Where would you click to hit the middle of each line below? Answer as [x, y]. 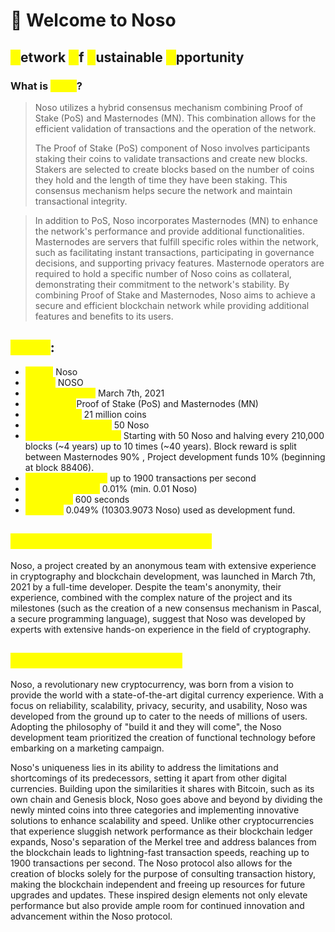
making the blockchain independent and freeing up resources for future [158, 885]
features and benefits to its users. [104, 316]
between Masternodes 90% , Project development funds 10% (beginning [175, 456]
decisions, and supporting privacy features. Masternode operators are [179, 263]
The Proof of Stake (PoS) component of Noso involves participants [172, 148]
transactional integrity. [81, 201]
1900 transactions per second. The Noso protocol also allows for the [151, 863]
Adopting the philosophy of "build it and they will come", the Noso [146, 727]
